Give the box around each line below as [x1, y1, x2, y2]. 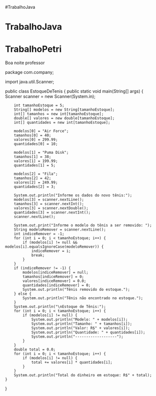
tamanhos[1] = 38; [14, 154, 51, 160]
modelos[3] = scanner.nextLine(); [14, 197, 84, 202]
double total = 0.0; [14, 347, 56, 352]
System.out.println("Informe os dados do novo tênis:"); [14, 193, 133, 198]
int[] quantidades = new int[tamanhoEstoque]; [14, 120, 111, 125]
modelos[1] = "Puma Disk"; [14, 150, 69, 155]
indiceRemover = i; [31, 249, 71, 254]
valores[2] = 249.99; [14, 180, 58, 185]
